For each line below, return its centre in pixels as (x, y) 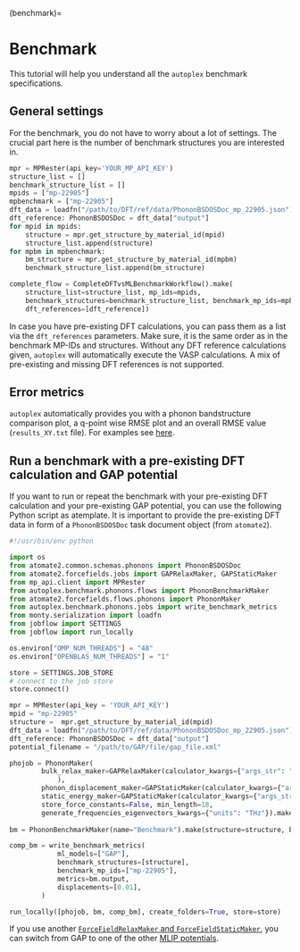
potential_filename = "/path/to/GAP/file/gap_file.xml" (115, 747)
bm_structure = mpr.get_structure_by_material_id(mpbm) (132, 260)
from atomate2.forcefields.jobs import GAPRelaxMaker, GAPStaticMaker (143, 574)
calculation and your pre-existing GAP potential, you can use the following (146, 506)
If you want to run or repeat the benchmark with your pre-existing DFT (139, 496)
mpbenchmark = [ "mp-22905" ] (62, 202)
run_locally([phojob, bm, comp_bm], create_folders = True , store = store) (145, 912)
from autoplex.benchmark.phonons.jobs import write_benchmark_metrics (143, 607)
